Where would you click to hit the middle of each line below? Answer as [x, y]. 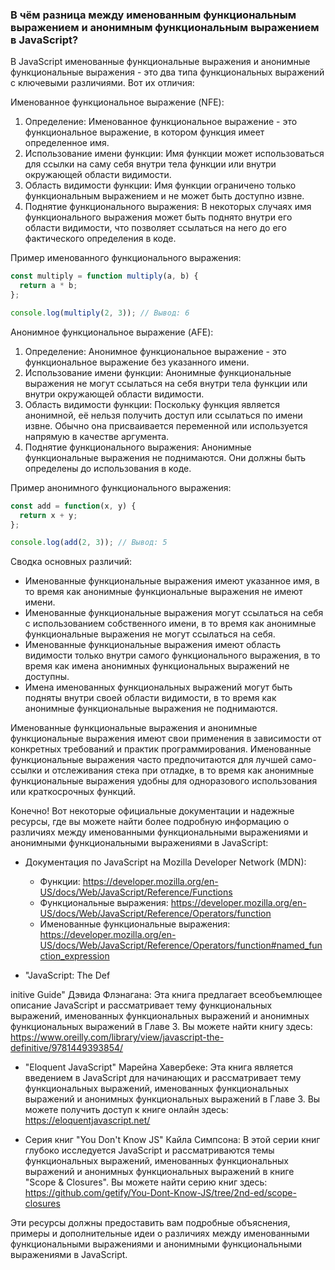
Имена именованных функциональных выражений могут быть [158, 687]
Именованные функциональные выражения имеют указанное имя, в [172, 581]
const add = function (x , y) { [73, 506]
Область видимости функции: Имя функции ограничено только [160, 185]
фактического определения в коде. [100, 239]
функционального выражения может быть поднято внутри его [158, 217]
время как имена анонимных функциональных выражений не [157, 666]
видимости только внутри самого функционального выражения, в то [172, 655]
